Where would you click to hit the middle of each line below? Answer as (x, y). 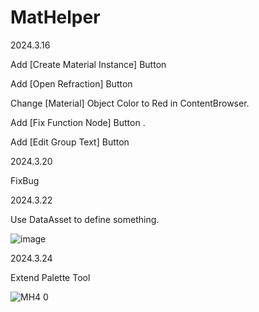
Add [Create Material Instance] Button (88, 64)
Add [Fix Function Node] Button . (78, 122)
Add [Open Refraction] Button (71, 83)
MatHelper (55, 17)
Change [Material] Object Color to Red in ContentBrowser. (130, 103)
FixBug (25, 180)
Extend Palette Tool (50, 277)
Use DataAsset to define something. (85, 219)
